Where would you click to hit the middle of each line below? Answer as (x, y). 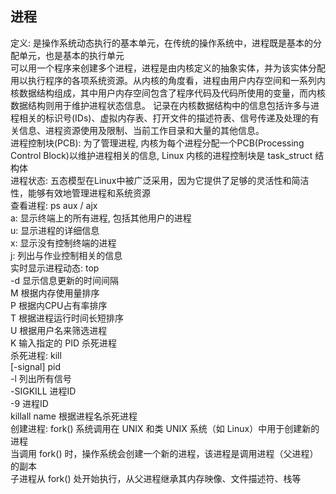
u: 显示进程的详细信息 (55, 230)
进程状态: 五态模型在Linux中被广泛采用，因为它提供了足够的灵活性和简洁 (160, 180)
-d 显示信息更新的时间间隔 (64, 280)
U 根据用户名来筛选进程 (59, 330)
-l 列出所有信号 (41, 378)
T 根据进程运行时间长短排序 (67, 318)
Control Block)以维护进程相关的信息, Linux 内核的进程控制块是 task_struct (161, 155)
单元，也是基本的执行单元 (71, 55)
